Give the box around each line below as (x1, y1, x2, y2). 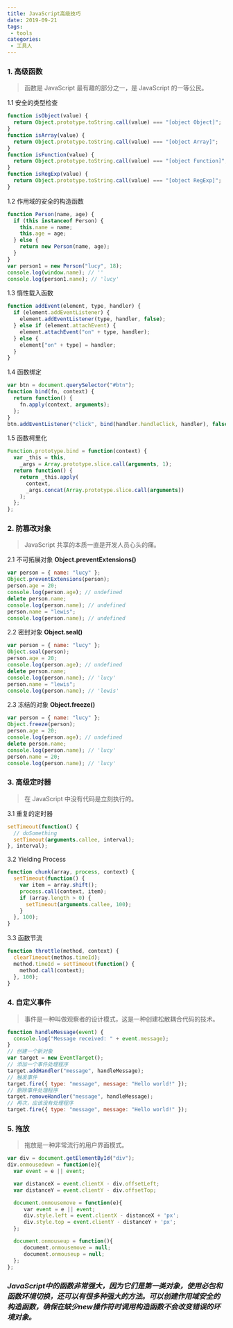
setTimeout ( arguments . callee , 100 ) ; (25, 901, 132, 908)
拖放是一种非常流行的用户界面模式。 (24, 1141, 128, 1149)
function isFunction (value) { (7, 151, 95, 158)
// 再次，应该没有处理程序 (7, 1099, 74, 1107)
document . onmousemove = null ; (24, 1244, 111, 1251)
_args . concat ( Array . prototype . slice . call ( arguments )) (25, 486, 185, 493)
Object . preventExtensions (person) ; (7, 576, 110, 583)
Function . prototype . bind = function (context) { (7, 448, 148, 455)
